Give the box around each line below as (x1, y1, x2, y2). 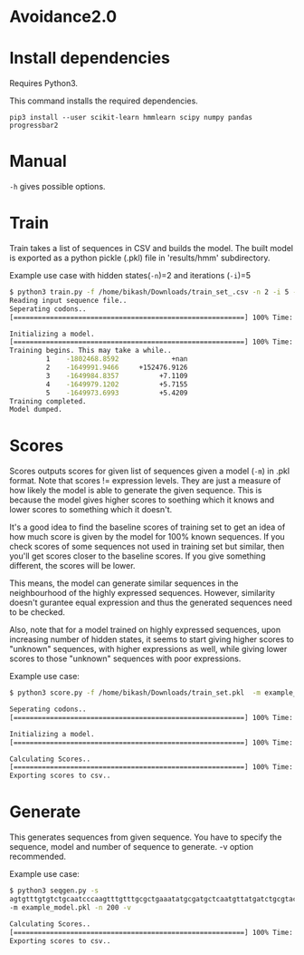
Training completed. (9, 396, 88, 405)
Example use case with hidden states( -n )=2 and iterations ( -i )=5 (9, 270, 252, 280)
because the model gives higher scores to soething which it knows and (9, 494, 275, 505)
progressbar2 (9, 121, 59, 131)
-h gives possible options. (9, 181, 106, 192)
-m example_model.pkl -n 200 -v (9, 902, 131, 912)
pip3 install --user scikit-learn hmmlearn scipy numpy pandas (9, 113, 253, 122)
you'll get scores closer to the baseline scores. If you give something (9, 551, 266, 561)
